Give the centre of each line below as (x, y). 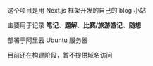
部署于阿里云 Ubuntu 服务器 (48, 40)
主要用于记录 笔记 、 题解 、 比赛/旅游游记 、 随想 (74, 25)
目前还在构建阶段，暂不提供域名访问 (60, 55)
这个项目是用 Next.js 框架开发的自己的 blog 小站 (77, 10)
